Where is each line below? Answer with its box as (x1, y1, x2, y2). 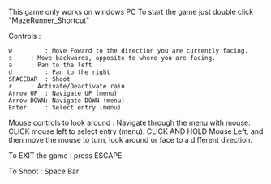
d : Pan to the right (8, 68, 111, 76)
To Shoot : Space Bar (8, 166, 80, 176)
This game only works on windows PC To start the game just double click (8, 7, 254, 16)
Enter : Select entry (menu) (8, 104, 122, 112)
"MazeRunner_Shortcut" (8, 15, 90, 25)
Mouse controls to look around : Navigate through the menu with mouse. (8, 118, 251, 127)
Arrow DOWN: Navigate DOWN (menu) (8, 96, 126, 105)
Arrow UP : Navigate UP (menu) (8, 89, 118, 97)
